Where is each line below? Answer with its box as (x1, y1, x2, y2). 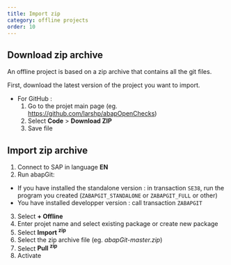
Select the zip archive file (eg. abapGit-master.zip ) (17, 235, 163, 244)
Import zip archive (7, 144, 88, 156)
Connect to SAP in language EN (17, 163, 109, 171)
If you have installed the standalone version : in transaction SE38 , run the (17, 184, 225, 192)
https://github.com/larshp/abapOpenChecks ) (27, 109, 157, 118)
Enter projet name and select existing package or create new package (17, 220, 218, 227)
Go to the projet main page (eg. (27, 102, 118, 110)
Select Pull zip (17, 243, 58, 252)
